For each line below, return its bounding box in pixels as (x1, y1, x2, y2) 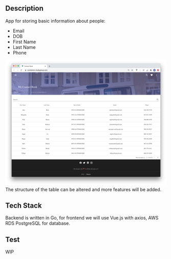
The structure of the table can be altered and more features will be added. (5, 186, 162, 192)
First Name (12, 39, 36, 45)
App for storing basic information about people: (5, 17, 106, 24)
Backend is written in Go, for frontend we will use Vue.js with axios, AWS (5, 215, 159, 221)
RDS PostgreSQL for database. (5, 220, 70, 227)
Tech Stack (5, 201, 42, 210)
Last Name (12, 44, 36, 50)
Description (5, 4, 44, 13)
